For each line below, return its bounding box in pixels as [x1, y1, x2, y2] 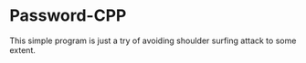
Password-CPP [9, 5, 127, 26]
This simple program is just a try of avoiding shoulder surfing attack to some [9, 35, 297, 46]
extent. [9, 44, 37, 55]
